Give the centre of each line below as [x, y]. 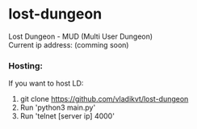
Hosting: [25, 65]
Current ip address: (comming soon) [69, 44]
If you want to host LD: [46, 83]
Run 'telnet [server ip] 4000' [67, 116]
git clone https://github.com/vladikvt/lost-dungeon [104, 99]
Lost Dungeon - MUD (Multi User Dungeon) [81, 36]
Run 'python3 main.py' [58, 108]
